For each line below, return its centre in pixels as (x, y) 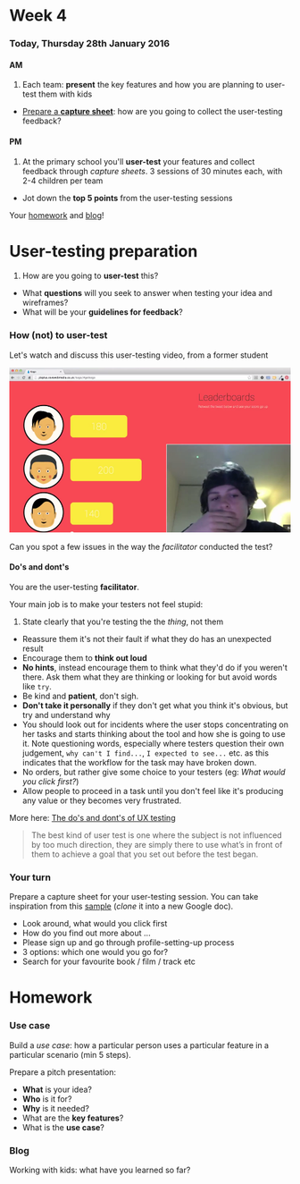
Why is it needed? (55, 1108)
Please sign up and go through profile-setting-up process (128, 943)
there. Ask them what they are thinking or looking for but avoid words (150, 677)
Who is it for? (47, 1099)
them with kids (66, 94)
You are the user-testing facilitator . (75, 587)
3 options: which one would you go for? (95, 952)
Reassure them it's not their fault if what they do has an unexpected (147, 639)
